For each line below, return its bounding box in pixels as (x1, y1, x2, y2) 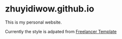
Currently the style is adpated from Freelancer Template (5, 28, 117, 34)
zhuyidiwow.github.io (5, 3, 94, 14)
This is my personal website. (5, 19, 62, 25)
